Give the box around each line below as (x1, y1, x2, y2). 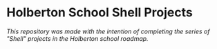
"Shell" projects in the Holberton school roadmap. (6, 34, 149, 42)
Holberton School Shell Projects (6, 5, 193, 20)
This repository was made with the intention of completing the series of (6, 27, 210, 35)
